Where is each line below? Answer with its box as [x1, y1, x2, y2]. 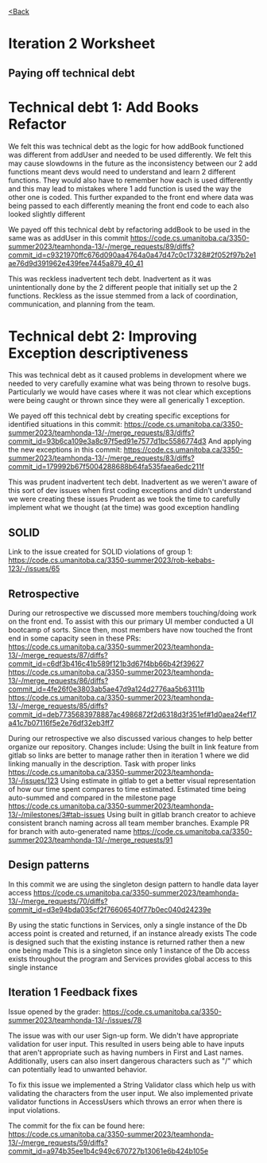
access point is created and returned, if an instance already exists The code [8, 928, 257, 938]
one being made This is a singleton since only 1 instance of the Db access [8, 946, 250, 955]
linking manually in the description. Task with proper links [8, 759, 196, 769]
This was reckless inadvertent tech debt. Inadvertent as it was [8, 274, 212, 284]
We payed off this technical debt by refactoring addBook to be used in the [8, 225, 250, 234]
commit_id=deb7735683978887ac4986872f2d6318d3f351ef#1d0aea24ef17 [8, 710, 257, 719]
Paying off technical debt [8, 66, 135, 80]
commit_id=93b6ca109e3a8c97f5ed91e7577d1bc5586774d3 [8, 437, 207, 446]
